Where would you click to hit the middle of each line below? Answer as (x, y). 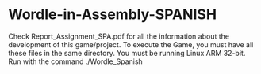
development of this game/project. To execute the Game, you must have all (131, 44)
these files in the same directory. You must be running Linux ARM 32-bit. (127, 53)
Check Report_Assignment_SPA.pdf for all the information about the (119, 36)
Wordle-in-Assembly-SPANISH (112, 15)
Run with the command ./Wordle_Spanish (75, 61)
